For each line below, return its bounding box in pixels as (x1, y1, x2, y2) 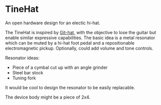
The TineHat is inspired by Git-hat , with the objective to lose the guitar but (5, 29, 157, 35)
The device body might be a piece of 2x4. (5, 94, 91, 100)
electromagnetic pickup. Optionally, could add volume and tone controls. (5, 45, 154, 51)
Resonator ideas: (5, 54, 40, 60)
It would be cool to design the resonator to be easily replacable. (5, 84, 135, 90)
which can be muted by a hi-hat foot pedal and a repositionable (5, 40, 135, 46)
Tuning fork (12, 75, 36, 81)
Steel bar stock (12, 69, 44, 75)
